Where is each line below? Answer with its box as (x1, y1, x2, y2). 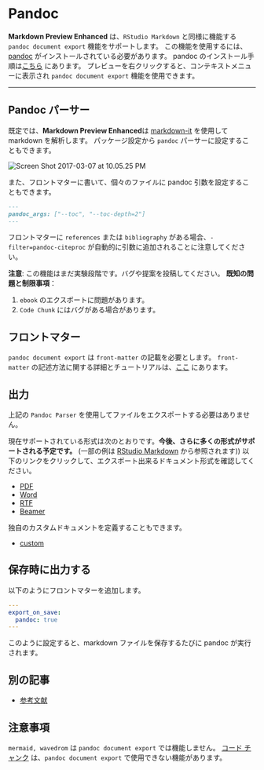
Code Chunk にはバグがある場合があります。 (19, 305, 159, 315)
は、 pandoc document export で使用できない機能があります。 (30, 753, 226, 762)
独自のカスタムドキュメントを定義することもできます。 (8, 523, 187, 532)
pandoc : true (15, 615, 58, 624)
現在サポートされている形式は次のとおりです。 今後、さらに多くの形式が (8, 436, 242, 446)
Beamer (19, 507, 46, 516)
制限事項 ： (21, 279, 57, 288)
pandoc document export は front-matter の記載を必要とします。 (8, 352, 216, 362)
